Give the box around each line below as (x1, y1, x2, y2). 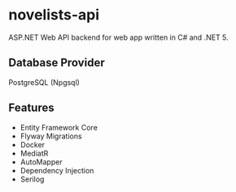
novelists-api (8, 6, 100, 24)
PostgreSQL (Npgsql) (8, 77, 80, 87)
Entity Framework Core (20, 122, 98, 132)
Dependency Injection (20, 165, 94, 175)
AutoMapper (20, 156, 63, 167)
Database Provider (8, 56, 105, 70)
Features (8, 101, 55, 115)
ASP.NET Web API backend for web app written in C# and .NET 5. (8, 32, 229, 42)
